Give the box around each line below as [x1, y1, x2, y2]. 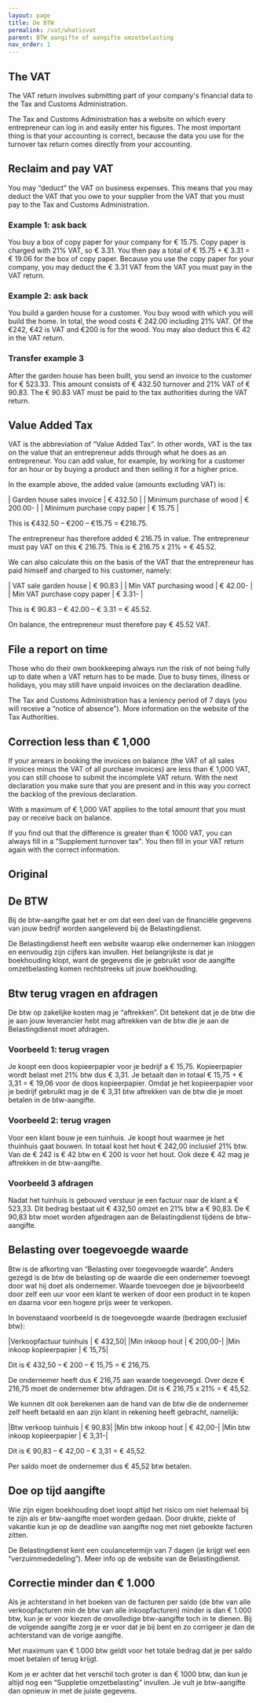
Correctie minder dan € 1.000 [8, 1576, 155, 1590]
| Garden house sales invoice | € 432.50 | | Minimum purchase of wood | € [8, 495, 250, 504]
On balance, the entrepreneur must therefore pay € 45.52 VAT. [8, 620, 210, 629]
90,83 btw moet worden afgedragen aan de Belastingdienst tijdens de [8, 1212, 234, 1222]
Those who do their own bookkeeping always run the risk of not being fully [8, 664, 250, 673]
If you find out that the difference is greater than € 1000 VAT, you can [8, 828, 232, 838]
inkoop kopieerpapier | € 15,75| [8, 1344, 108, 1354]
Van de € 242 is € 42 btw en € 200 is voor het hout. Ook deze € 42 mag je [8, 1149, 250, 1159]
